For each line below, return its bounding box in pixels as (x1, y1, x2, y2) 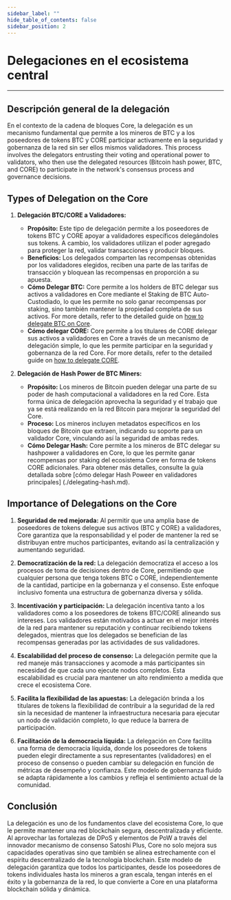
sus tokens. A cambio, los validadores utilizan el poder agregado (27, 238, 211, 247)
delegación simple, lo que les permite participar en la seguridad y (27, 341, 213, 349)
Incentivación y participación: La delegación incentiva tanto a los (16, 601, 205, 610)
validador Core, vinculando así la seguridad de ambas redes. (27, 433, 199, 442)
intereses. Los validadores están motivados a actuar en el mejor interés (16, 616, 219, 624)
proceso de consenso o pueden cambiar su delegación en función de (16, 759, 214, 767)
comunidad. (16, 780, 52, 789)
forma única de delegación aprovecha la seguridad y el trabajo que (27, 397, 218, 405)
